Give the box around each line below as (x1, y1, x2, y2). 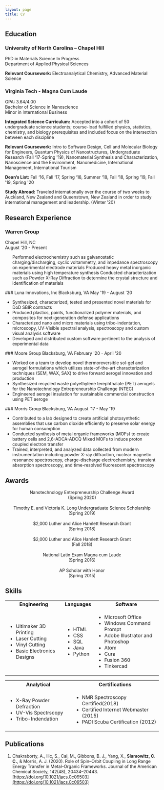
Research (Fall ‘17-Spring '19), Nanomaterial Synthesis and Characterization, (5, 154, 159, 160)
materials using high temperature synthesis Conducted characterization (12, 270, 157, 276)
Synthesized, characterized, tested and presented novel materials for (12, 299, 151, 305)
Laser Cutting (16, 635, 47, 642)
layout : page (5, 7, 32, 12)
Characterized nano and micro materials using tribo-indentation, (12, 320, 142, 326)
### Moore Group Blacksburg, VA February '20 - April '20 (5, 350, 122, 356)
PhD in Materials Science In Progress (5, 56, 80, 62)
